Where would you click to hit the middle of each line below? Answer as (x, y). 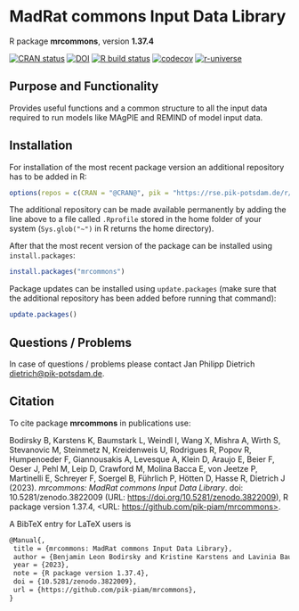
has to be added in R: (48, 177)
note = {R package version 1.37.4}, (81, 574)
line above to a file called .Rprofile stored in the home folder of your (135, 219)
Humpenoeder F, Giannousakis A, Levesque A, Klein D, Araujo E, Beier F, (142, 459)
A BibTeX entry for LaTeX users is (70, 524)
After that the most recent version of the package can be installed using (141, 246)
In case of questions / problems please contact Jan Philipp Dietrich (132, 364)
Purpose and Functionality (84, 87)
